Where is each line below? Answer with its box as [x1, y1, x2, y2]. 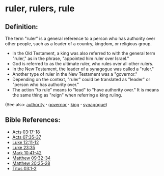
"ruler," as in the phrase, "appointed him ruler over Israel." [12, 56, 129, 61]
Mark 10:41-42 [12, 149, 42, 155]
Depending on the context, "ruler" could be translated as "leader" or [12, 77, 151, 82]
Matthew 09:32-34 [12, 155, 51, 161]
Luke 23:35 [12, 145, 35, 150]
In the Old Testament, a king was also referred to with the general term [12, 50, 156, 56]
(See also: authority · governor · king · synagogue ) [5, 102, 108, 107]
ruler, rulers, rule [5, 3, 75, 14]
